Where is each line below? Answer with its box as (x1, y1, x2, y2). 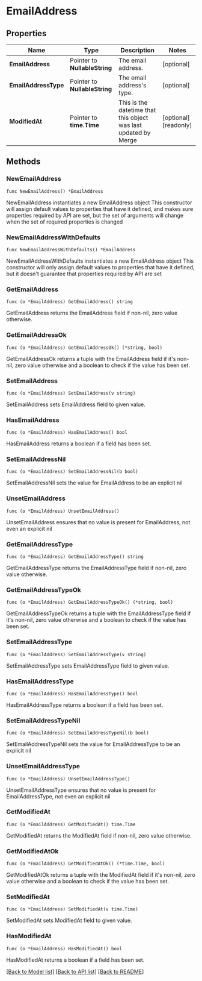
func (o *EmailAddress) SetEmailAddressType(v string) (6, 651, 147, 657)
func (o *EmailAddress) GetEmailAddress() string (6, 299, 133, 305)
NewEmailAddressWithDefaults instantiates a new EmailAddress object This (6, 257, 194, 265)
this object (118, 113, 148, 122)
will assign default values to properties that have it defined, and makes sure (6, 205, 194, 212)
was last (118, 121, 142, 129)
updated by (118, 128, 151, 137)
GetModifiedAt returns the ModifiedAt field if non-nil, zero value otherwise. (6, 832, 192, 839)
